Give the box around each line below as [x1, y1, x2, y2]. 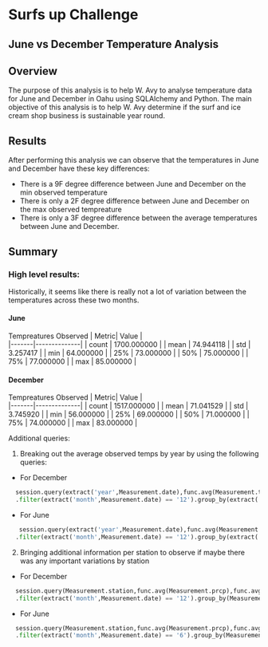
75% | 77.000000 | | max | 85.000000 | [8, 357, 137, 366]
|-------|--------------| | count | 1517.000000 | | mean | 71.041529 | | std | [8, 401, 249, 411]
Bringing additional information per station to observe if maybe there [19, 547, 246, 557]
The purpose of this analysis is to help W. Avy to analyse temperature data [8, 85, 253, 95]
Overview [8, 64, 58, 77]
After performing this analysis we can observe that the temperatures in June [8, 156, 259, 165]
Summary [8, 245, 58, 258]
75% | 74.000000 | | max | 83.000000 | [8, 418, 138, 428]
